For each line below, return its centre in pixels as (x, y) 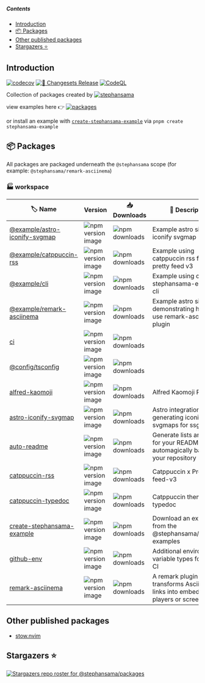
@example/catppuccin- (44, 254)
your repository (174, 457)
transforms (168, 584)
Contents (18, 9)
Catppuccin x (171, 471)
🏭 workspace (28, 186)
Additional (167, 551)
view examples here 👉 (36, 106)
